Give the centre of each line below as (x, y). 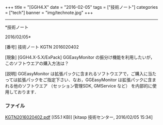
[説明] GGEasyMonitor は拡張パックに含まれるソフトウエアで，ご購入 (74, 74)
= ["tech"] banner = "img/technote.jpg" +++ (49, 13)
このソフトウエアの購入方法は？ (37, 63)
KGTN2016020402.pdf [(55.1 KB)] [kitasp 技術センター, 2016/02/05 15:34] (79, 117)
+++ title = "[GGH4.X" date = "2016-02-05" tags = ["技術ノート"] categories (81, 7)
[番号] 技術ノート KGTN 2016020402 (42, 47)
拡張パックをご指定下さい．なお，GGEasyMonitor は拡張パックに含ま (87, 80)
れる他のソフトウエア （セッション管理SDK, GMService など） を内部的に (79, 86)
